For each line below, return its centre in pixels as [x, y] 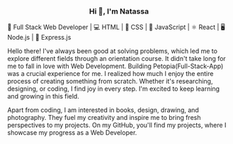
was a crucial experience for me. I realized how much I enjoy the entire [110, 74]
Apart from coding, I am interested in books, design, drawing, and [103, 110]
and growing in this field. [43, 96]
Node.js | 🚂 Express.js [39, 38]
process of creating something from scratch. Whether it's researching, [110, 82]
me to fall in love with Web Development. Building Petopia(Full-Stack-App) [115, 66]
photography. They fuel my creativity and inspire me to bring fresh [104, 118]
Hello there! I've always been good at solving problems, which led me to [113, 51]
